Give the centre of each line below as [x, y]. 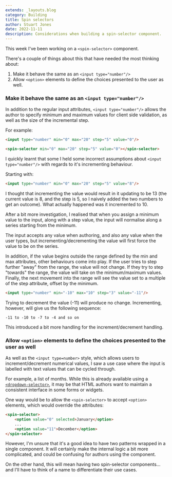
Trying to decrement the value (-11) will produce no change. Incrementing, [84, 302]
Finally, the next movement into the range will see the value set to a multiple [85, 278]
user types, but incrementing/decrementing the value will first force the [81, 241]
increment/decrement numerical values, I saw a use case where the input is [85, 363]
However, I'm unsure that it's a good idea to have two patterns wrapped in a [85, 444]
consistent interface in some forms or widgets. [55, 390]
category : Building [26, 15]
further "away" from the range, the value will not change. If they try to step [84, 267]
